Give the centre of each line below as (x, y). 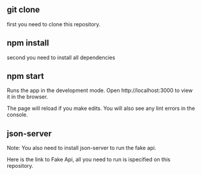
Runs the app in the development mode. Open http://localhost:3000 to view (100, 90)
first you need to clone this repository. (54, 24)
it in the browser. (28, 97)
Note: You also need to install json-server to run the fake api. (82, 148)
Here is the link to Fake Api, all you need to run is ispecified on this (89, 159)
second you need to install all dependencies (61, 57)
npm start (25, 76)
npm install (28, 43)
